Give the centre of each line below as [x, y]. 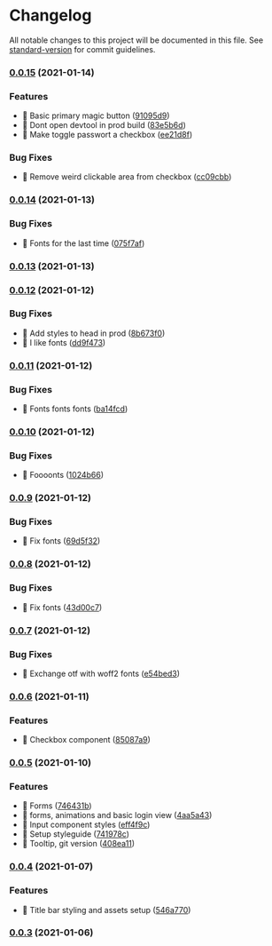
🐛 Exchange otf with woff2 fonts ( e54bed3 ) [101, 673]
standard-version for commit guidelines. [82, 49]
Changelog [51, 16]
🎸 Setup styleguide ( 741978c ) [76, 834]
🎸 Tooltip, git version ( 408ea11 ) [78, 844]
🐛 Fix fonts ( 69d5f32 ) [61, 541]
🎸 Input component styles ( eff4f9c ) [86, 825]
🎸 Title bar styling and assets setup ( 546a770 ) [106, 910]
